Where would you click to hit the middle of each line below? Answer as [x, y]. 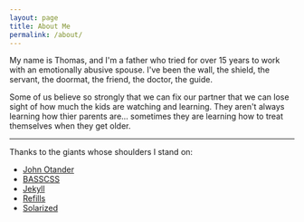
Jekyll [33, 189]
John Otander [48, 169]
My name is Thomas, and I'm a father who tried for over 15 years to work [145, 61]
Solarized [40, 208]
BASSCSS [41, 179]
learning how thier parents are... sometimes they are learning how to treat [146, 116]
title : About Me [40, 26]
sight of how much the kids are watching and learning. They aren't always [147, 107]
